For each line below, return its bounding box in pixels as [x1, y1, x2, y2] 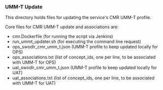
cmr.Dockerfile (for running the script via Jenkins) [12, 33, 113, 40]
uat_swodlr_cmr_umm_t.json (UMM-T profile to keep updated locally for [12, 65, 157, 70]
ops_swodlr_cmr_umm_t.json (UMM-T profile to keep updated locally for [12, 44, 158, 50]
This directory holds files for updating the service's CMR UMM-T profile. [5, 15, 151, 21]
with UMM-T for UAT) [12, 80, 56, 86]
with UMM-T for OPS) [12, 60, 56, 66]
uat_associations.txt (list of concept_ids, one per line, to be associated [12, 75, 155, 81]
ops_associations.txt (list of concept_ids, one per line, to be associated [12, 54, 156, 60]
